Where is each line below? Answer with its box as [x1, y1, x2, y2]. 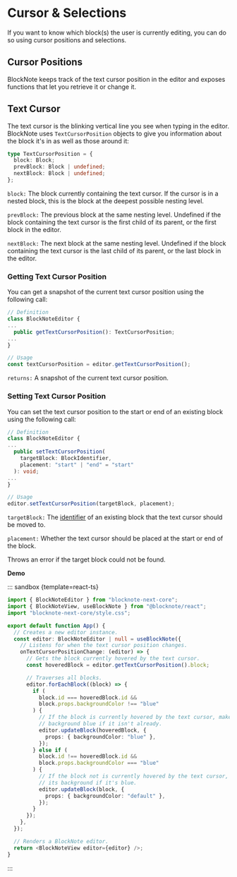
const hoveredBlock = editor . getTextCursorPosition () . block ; [25, 662, 210, 669]
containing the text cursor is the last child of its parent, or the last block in [7, 246, 221, 255]
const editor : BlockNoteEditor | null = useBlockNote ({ [13, 635, 181, 643]
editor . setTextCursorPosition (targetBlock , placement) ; [7, 500, 175, 507]
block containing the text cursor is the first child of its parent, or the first [7, 217, 217, 226]
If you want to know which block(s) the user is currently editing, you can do [7, 28, 227, 37]
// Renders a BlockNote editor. [13, 837, 109, 845]
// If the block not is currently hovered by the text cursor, [38, 773, 229, 780]
